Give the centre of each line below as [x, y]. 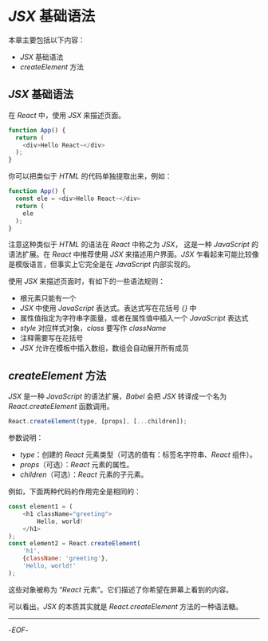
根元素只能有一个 [48, 298]
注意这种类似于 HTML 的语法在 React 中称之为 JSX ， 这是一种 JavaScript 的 [134, 245]
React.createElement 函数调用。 [61, 407]
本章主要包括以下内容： [47, 40]
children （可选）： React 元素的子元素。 [84, 474]
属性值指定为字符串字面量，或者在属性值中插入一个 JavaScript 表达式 [134, 318]
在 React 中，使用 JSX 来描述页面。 [67, 115]
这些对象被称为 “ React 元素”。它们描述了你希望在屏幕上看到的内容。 [121, 589]
